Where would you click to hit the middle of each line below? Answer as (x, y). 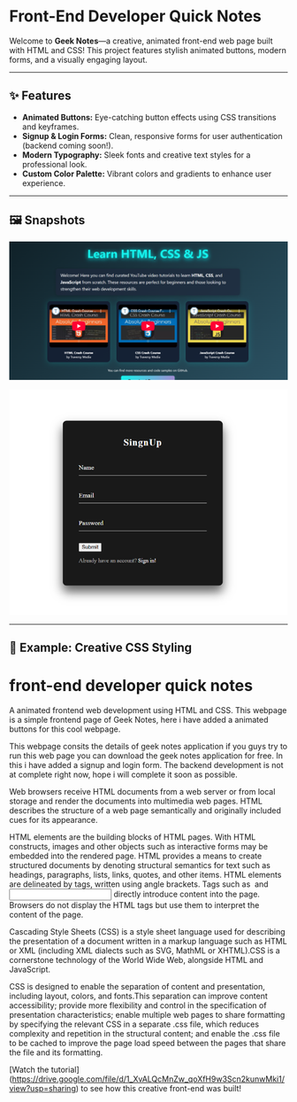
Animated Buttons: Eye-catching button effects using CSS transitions (149, 117)
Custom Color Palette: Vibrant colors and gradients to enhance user (147, 174)
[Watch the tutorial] (44, 1070)
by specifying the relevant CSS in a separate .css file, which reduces (134, 1024)
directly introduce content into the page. (187, 894)
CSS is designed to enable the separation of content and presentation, (137, 987)
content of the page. (46, 915)
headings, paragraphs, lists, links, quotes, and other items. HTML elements (145, 875)
